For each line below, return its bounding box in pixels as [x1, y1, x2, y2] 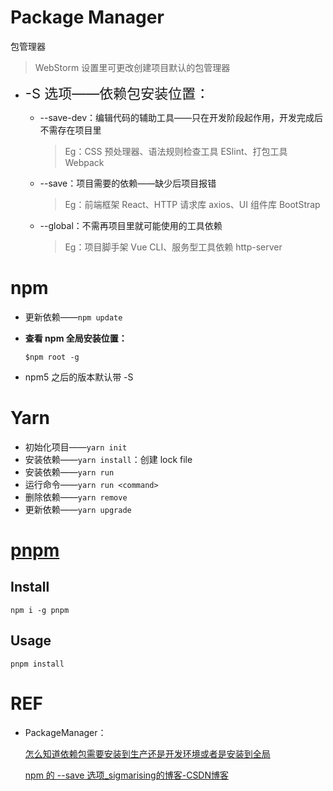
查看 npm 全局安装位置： [24, 332, 128, 344]
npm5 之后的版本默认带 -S [24, 371, 134, 383]
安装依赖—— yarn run [24, 466, 115, 478]
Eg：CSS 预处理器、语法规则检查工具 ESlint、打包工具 [64, 145, 288, 157]
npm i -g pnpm [10, 605, 70, 615]
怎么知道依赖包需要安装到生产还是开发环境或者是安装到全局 [24, 747, 271, 760]
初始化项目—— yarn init [24, 441, 128, 453]
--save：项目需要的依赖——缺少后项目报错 [39, 177, 217, 189]
